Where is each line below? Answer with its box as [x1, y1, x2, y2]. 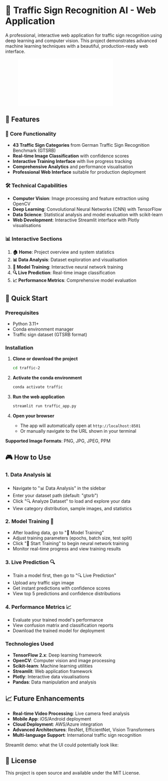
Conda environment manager [12, 326, 74, 332]
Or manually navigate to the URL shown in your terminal [20, 428, 137, 434]
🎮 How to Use [5, 453, 51, 462]
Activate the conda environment [12, 375, 82, 381]
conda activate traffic [12, 384, 63, 390]
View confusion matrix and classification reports [12, 622, 114, 629]
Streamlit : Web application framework [12, 668, 93, 674]
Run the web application [12, 394, 65, 400]
